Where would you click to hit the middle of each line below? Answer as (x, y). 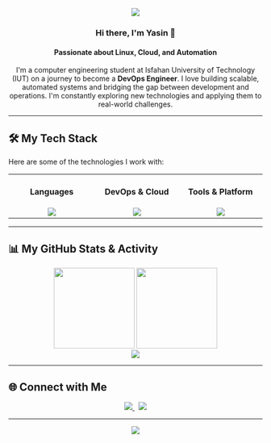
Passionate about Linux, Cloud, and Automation (135, 52)
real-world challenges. (135, 104)
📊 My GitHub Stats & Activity (83, 249)
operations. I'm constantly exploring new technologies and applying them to (135, 96)
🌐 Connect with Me (58, 387)
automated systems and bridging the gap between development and (135, 87)
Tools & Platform (221, 192)
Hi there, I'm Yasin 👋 (135, 32)
